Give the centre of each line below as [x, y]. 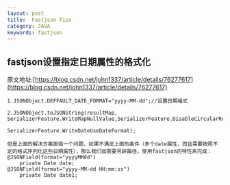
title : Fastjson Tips [39, 20]
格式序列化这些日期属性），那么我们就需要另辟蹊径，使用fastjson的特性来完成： [115, 152]
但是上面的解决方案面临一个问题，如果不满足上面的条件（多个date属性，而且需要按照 [110, 144]
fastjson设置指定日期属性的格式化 [79, 62]
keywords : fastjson [35, 32]
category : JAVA [29, 26]
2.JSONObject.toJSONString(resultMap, [62, 113]
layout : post [26, 13]
